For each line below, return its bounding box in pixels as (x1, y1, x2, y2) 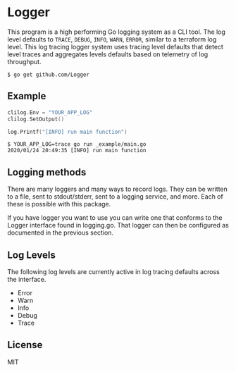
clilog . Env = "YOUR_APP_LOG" (7, 108, 93, 116)
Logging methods (7, 166, 87, 178)
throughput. (7, 57, 42, 66)
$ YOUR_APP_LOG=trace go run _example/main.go (7, 141, 147, 148)
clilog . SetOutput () (7, 116, 65, 123)
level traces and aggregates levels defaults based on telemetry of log (7, 50, 209, 58)
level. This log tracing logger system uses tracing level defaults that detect (7, 42, 224, 51)
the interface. (7, 275, 46, 283)
